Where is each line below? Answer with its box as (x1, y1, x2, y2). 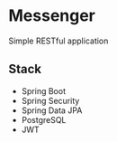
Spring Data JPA (21, 105, 83, 116)
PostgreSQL (21, 114, 67, 125)
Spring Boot (21, 85, 67, 96)
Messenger (8, 5, 96, 26)
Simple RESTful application (8, 35, 109, 46)
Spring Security (21, 95, 80, 106)
